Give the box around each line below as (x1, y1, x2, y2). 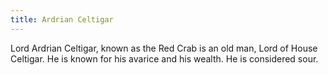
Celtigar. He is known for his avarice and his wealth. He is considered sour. (10, 52, 319, 65)
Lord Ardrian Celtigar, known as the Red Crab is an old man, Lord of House (10, 42, 318, 54)
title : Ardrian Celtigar (10, 14, 114, 25)
